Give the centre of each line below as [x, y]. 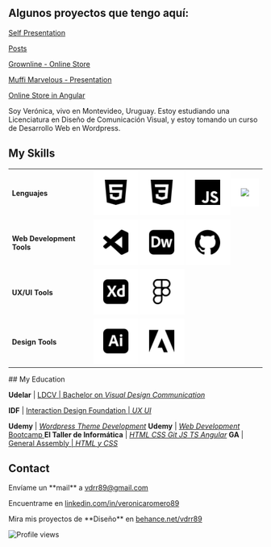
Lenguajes [30, 194]
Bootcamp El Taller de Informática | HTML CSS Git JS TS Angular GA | [126, 434]
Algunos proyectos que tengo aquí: [99, 13]
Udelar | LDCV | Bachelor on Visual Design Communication [107, 395]
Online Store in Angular [47, 95]
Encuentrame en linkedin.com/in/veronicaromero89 [94, 503]
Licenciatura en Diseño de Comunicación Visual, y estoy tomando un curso [133, 119]
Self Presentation [37, 32]
